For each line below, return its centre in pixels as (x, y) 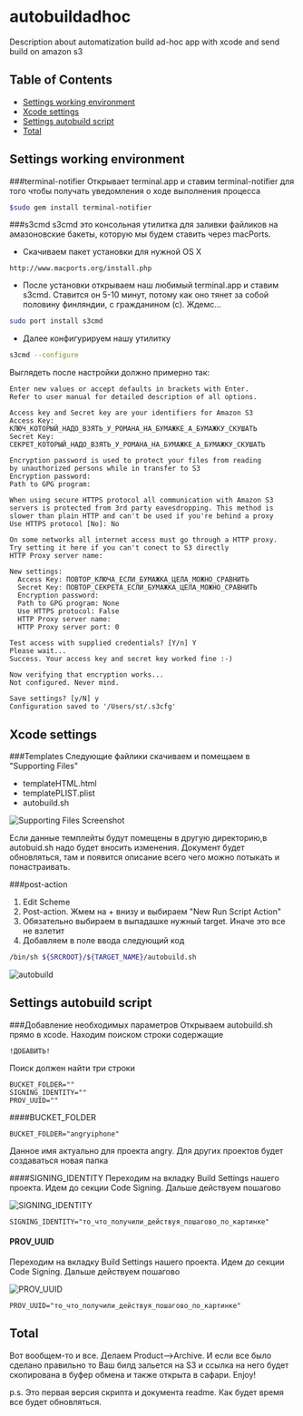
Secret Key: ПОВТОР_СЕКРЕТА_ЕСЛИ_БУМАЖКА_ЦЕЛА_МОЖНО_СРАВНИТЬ (137, 588)
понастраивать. (40, 867)
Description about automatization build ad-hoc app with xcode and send (145, 42)
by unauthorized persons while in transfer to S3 (105, 469)
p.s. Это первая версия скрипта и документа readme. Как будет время (147, 1392)
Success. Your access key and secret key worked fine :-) (121, 659)
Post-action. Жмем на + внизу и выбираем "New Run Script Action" (151, 912)
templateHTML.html (59, 783)
